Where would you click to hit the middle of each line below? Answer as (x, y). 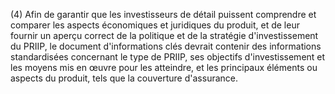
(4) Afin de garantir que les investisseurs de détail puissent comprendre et (163, 14)
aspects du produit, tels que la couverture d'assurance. (124, 78)
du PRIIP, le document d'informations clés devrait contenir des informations (166, 46)
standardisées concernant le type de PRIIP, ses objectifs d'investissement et (168, 57)
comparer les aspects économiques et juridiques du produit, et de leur (155, 25)
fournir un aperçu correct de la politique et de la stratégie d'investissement (164, 35)
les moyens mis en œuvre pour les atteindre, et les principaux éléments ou (164, 67)
